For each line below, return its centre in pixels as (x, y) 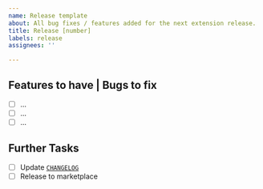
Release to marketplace (59, 176)
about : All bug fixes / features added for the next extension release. (132, 23)
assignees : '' (32, 46)
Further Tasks (44, 148)
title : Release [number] (50, 30)
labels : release (35, 38)
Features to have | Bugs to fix (83, 85)
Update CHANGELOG (49, 167)
